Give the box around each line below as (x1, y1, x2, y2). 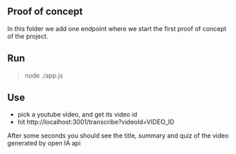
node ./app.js (24, 71, 63, 80)
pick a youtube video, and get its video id (17, 110, 137, 119)
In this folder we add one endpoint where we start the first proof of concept (7, 24, 227, 32)
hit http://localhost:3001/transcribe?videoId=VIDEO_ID (17, 118, 175, 126)
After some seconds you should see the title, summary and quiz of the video (7, 131, 229, 140)
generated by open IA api (7, 139, 81, 148)
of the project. (7, 32, 49, 40)
